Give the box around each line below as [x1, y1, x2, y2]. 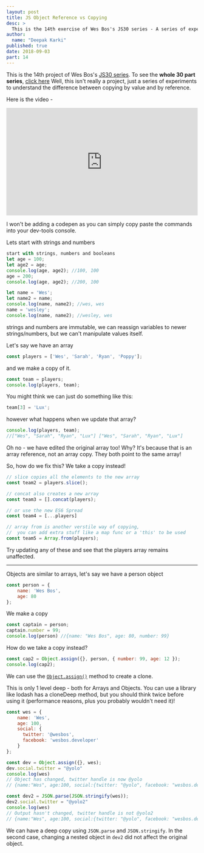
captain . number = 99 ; [6, 627, 61, 633]
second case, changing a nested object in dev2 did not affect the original [6, 833, 188, 840]
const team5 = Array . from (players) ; [6, 535, 99, 541]
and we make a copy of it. [6, 364, 71, 372]
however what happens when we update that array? [6, 416, 137, 423]
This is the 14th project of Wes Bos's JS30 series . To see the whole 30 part [6, 71, 195, 78]
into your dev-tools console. [6, 227, 77, 234]
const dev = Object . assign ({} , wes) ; [6, 759, 102, 765]
